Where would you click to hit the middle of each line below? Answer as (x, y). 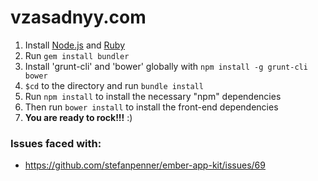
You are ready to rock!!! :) (78, 117)
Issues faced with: (56, 143)
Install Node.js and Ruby (75, 45)
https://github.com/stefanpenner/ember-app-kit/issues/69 (145, 165)
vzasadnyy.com (78, 17)
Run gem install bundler (77, 55)
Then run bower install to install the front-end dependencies (151, 107)
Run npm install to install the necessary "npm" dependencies (153, 96)
